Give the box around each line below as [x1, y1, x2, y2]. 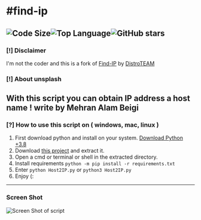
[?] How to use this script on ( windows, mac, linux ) [6, 121, 160, 129]
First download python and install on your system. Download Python [14, 134, 184, 142]
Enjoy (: [14, 173, 34, 180]
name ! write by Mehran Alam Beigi [6, 103, 139, 113]
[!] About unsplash [6, 75, 62, 83]
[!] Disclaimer [6, 46, 47, 55]
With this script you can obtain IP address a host [6, 93, 190, 103]
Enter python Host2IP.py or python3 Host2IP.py [14, 167, 132, 174]
